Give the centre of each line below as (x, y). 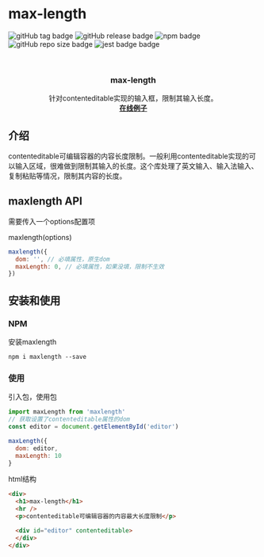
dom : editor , (37, 448)
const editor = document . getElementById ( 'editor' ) (94, 427)
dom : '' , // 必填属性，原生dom (63, 259)
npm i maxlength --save (48, 357)
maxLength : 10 (38, 456)
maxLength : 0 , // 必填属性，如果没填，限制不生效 (90, 266)
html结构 (23, 479)
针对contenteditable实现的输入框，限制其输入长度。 (133, 98)
